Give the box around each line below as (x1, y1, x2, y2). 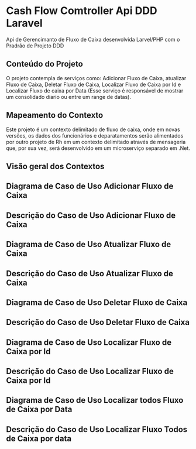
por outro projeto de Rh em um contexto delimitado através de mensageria (6, 138, 186, 145)
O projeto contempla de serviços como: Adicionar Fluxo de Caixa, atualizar (6, 74, 187, 81)
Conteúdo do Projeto (6, 59, 83, 69)
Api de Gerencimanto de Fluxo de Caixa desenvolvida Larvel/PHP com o (6, 36, 180, 43)
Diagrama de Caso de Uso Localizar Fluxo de (6, 337, 171, 347)
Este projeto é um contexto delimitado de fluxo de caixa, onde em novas (6, 126, 180, 133)
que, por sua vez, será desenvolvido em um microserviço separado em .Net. (6, 145, 190, 152)
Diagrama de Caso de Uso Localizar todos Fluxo (6, 395, 184, 405)
